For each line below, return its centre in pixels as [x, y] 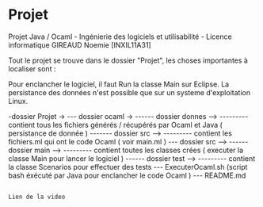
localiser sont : [32, 68]
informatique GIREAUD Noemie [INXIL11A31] [80, 44]
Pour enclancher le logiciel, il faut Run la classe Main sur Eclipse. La [119, 84]
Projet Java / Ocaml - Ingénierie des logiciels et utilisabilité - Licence [120, 36]
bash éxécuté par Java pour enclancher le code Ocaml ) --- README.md [127, 175]
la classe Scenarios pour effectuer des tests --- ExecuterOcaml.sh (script [128, 167]
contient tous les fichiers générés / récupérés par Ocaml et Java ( [116, 125]
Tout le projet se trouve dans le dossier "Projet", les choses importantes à [128, 60]
